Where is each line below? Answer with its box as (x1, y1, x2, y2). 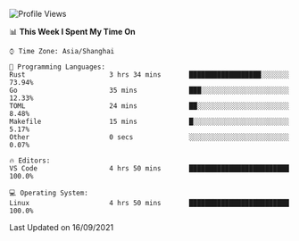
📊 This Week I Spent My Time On (9, 27, 136, 37)
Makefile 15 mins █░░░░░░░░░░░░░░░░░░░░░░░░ (9, 117, 290, 126)
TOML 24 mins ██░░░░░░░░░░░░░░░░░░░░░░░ (9, 102, 290, 111)
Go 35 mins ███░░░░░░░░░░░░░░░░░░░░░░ (9, 86, 290, 95)
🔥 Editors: (9, 156, 51, 165)
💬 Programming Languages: (9, 62, 105, 71)
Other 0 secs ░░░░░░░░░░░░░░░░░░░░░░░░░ (9, 133, 290, 142)
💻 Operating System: (9, 188, 89, 197)
